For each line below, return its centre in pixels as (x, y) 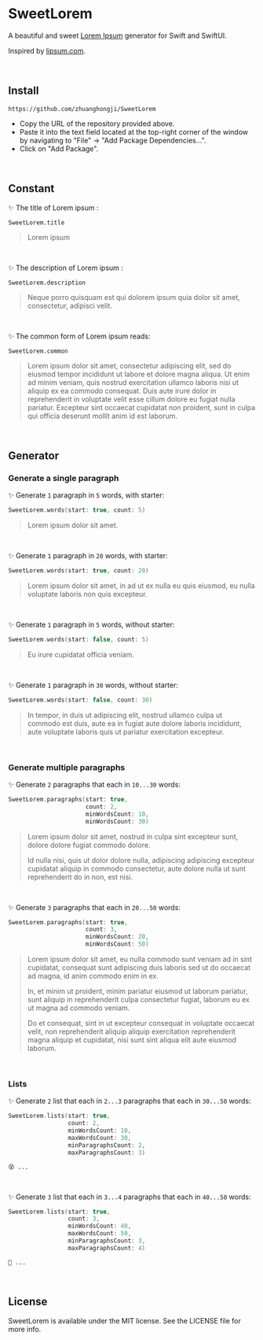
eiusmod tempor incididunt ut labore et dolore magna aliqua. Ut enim (138, 374)
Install (24, 91)
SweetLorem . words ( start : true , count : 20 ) (79, 571)
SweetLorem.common (38, 351)
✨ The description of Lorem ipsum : (66, 268)
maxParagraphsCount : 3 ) (107, 1153)
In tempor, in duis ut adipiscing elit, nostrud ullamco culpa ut (125, 715)
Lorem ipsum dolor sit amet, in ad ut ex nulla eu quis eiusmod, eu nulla (141, 586)
